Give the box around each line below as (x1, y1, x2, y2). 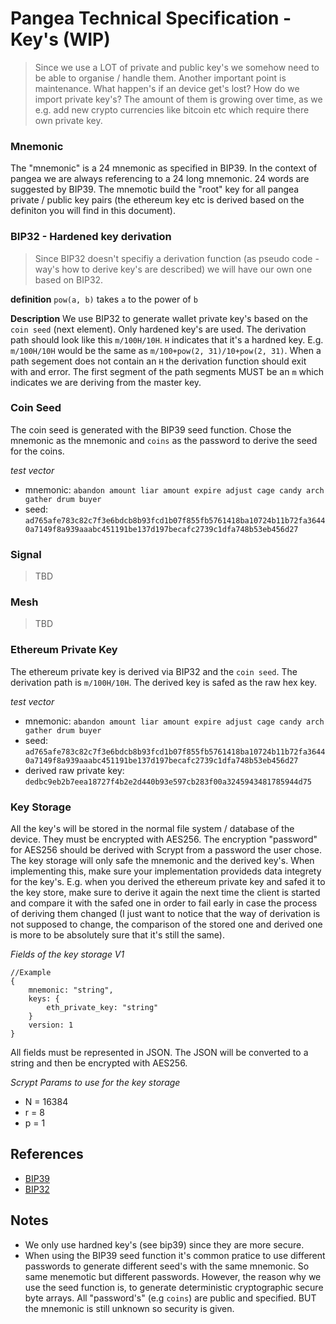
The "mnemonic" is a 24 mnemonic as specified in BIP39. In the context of (10, 162, 318, 174)
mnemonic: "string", (28, 985, 114, 996)
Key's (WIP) (10, 28, 111, 51)
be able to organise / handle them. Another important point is (34, 72, 287, 84)
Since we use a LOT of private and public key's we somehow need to (34, 61, 320, 73)
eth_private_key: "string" (46, 1003, 159, 1013)
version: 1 (28, 1020, 74, 1031)
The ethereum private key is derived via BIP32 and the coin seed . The (10, 665, 298, 677)
